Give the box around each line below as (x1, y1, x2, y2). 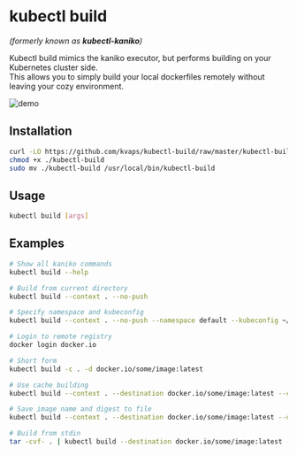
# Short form (9, 356, 57, 365)
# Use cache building (9, 381, 89, 389)
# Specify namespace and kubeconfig (9, 308, 144, 317)
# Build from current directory (9, 283, 128, 293)
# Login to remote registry (9, 332, 113, 342)
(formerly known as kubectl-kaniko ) (9, 35, 143, 46)
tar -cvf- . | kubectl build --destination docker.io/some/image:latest (9, 437, 283, 446)
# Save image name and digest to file (9, 405, 152, 413)
